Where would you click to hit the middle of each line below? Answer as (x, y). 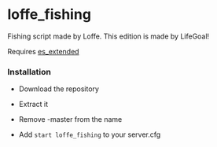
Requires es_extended (43, 51)
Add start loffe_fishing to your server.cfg (90, 134)
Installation (29, 72)
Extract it (33, 105)
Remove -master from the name (70, 119)
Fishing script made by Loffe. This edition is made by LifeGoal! (108, 36)
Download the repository (59, 89)
